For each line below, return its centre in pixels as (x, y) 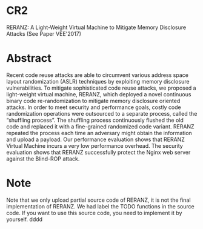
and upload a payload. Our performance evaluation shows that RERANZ (95, 139)
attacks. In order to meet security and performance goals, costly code (94, 107)
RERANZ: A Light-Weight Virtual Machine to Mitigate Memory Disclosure (96, 27)
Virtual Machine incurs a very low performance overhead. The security (95, 145)
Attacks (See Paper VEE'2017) (44, 33)
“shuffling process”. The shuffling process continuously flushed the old (95, 120)
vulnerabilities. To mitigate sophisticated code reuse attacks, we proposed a (101, 88)
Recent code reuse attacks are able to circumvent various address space (98, 75)
